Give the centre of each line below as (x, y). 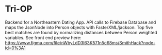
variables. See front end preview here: (43, 38)
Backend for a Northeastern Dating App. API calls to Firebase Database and (81, 22)
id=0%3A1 (15, 48)
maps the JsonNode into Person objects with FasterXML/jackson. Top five (79, 27)
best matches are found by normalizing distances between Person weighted (81, 32)
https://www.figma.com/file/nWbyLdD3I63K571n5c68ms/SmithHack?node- (80, 42)
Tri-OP (19, 9)
